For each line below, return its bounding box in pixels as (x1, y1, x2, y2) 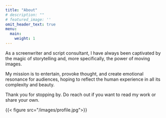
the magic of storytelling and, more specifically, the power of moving (5, 55, 150, 61)
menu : (5, 27, 17, 32)
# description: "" (5, 12, 44, 17)
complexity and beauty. (5, 81, 55, 87)
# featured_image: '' (5, 17, 52, 22)
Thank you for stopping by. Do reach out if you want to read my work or (5, 91, 156, 98)
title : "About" (5, 7, 38, 13)
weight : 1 (14, 36, 36, 41)
